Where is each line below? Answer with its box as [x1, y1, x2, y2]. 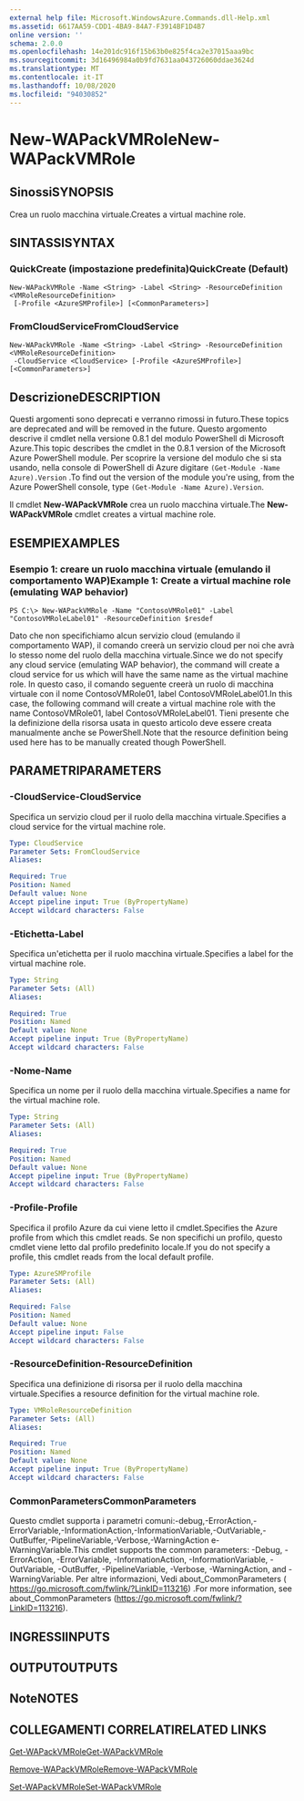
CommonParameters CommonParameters [9, 1495, 198, 1507]
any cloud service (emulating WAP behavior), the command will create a [9, 658, 280, 670]
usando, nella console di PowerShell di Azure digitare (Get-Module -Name [9, 462, 280, 473]
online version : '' [9, 30, 84, 39]
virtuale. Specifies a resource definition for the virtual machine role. [9, 1388, 260, 1399]
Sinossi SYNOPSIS [9, 184, 114, 201]
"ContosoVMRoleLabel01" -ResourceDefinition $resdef [9, 614, 214, 623]
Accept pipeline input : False [9, 1328, 125, 1337]
